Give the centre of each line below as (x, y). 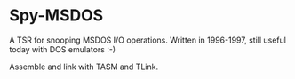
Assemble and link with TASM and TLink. (84, 67)
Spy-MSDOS (56, 16)
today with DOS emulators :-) (63, 49)
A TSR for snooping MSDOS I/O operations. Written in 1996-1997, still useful (148, 40)
